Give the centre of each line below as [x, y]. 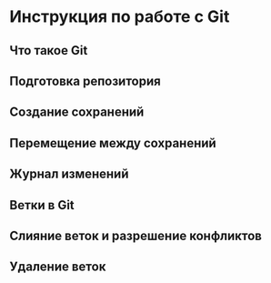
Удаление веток [58, 267]
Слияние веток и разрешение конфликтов [135, 235]
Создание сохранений [77, 112]
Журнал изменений [69, 174]
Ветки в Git [42, 205]
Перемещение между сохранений [113, 143]
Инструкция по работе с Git [120, 17]
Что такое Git [49, 51]
